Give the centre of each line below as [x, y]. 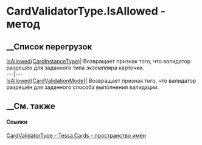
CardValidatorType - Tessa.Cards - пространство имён [76, 135]
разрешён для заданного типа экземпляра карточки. [75, 68]
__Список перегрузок [49, 47]
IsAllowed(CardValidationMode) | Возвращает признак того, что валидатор [101, 81]
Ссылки [17, 122]
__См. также [31, 106]
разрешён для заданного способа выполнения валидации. [83, 87]
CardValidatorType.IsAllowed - [86, 11]
